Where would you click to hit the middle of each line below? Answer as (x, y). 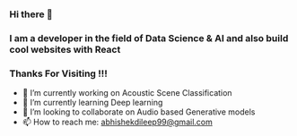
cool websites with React (65, 49)
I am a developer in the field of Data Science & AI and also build (149, 38)
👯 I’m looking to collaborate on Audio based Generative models (139, 112)
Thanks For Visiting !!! (58, 73)
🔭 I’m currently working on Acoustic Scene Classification (127, 93)
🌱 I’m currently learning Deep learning (92, 103)
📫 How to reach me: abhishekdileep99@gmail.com (117, 122)
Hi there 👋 (31, 14)
